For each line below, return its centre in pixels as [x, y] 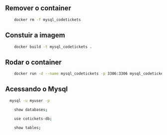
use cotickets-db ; [33, 119]
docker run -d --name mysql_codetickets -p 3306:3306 [71, 74]
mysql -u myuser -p [30, 101]
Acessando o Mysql [37, 89]
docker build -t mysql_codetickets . [53, 47]
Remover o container [38, 8]
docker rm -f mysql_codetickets [47, 19]
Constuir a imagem [35, 35]
